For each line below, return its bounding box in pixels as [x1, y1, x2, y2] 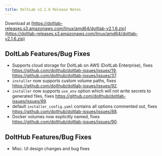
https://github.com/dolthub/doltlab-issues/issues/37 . [12, 73, 118, 79]
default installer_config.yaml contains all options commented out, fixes [12, 103, 157, 109]
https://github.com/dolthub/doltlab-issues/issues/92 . [12, 83, 118, 89]
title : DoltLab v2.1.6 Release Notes [5, 7, 81, 12]
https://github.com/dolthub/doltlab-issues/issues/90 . [12, 119, 118, 125]
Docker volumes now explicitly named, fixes [12, 114, 100, 120]
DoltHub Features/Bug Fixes [5, 133, 92, 141]
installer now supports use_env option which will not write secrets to [12, 88, 151, 94]
